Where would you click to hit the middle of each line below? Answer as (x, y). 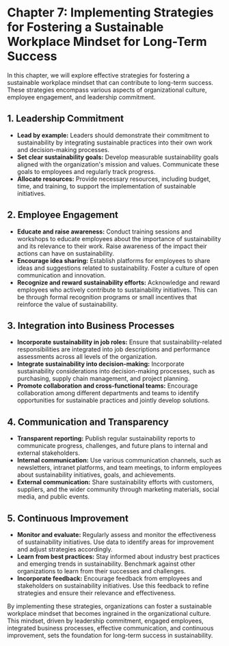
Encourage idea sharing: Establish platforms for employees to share (113, 260)
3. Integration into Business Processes (91, 326)
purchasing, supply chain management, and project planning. (103, 379)
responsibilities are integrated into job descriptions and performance (113, 349)
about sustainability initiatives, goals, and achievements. (96, 475)
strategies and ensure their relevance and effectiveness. (96, 593)
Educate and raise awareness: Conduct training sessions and (105, 232)
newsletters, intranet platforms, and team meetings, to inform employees (119, 468)
